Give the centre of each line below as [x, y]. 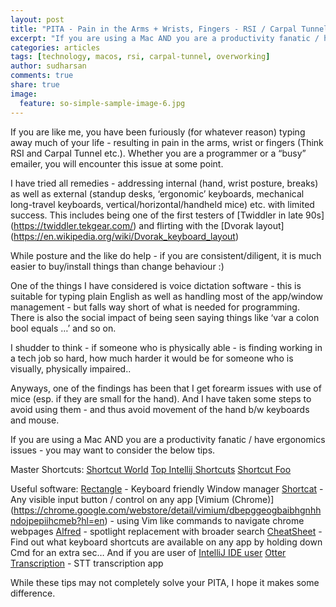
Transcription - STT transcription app [87, 563]
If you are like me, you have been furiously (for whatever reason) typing [158, 132]
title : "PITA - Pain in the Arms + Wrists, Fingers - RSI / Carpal [154, 29]
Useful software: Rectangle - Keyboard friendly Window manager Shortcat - [167, 488]
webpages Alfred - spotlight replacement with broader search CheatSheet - [166, 531]
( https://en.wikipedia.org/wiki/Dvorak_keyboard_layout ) [125, 236]
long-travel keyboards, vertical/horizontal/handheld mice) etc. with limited [162, 204]
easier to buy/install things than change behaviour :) [117, 266]
